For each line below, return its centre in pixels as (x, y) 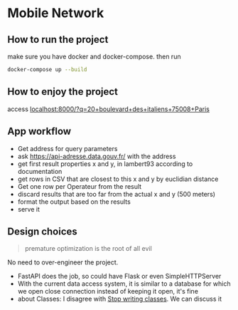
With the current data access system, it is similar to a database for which (124, 284)
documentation (40, 171)
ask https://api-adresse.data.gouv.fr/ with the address (97, 156)
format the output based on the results (74, 202)
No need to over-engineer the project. (63, 262)
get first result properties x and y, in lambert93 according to (105, 164)
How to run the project (58, 40)
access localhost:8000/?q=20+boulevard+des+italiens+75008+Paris (108, 109)
